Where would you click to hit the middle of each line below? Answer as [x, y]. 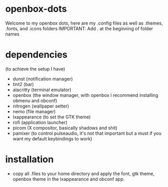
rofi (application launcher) [40, 122]
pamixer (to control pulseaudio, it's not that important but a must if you [87, 133]
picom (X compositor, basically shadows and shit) [65, 128]
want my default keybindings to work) [52, 138]
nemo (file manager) [34, 111]
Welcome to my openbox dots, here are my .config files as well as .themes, [84, 23]
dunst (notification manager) [43, 79]
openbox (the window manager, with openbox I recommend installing [85, 95]
